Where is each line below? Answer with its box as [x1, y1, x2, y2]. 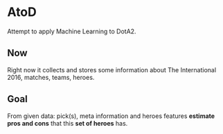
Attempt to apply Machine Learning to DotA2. [7, 27, 136, 35]
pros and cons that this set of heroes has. [7, 119, 128, 127]
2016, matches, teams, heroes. [7, 73, 95, 81]
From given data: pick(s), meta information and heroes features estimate [7, 112, 215, 120]
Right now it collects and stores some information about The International [7, 65, 217, 74]
